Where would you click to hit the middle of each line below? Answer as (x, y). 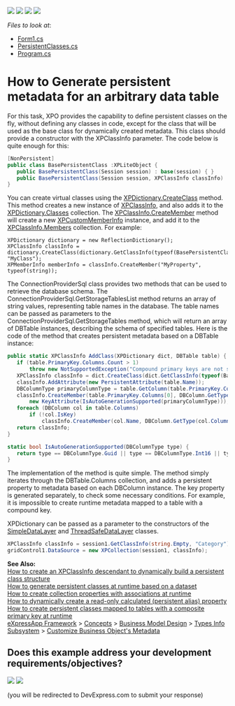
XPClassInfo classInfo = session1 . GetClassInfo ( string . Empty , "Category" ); (120, 544)
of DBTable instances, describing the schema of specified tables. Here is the (117, 329)
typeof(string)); (33, 271)
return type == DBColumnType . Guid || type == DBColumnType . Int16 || (118, 453)
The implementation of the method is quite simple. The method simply (108, 473)
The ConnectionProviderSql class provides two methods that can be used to (117, 284)
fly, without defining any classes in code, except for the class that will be (112, 123)
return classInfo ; (43, 427)
